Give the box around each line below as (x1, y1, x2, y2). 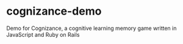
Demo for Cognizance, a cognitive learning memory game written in (6, 24, 177, 32)
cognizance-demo (6, 4, 102, 18)
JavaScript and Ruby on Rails (6, 31, 80, 38)
